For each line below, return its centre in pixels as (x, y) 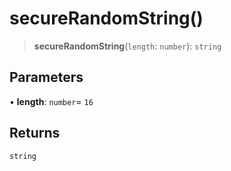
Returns (35, 133)
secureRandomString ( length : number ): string (127, 46)
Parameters (46, 77)
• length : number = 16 (51, 101)
